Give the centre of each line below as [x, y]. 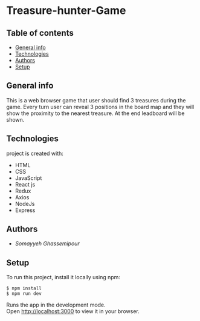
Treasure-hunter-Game [66, 11]
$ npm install [24, 288]
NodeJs [25, 204]
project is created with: [35, 153]
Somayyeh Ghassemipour [47, 243]
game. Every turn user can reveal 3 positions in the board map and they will [100, 107]
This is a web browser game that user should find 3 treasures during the [96, 100]
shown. [15, 119]
